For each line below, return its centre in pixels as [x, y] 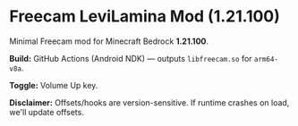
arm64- [266, 59]
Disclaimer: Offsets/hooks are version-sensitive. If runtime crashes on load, [149, 102]
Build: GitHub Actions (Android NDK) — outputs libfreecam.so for [131, 58]
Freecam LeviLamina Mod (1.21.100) [145, 17]
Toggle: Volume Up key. [54, 85]
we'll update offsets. [47, 112]
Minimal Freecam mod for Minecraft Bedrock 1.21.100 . [109, 41]
